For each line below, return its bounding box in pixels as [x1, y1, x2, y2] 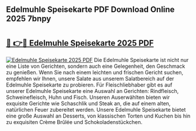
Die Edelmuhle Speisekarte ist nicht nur [94, 57, 189, 63]
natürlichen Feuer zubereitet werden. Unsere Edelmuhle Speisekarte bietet [6, 106, 186, 113]
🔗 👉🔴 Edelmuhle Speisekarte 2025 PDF [6, 38, 154, 48]
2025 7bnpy [6, 14, 51, 24]
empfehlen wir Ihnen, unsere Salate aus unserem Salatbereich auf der [6, 75, 174, 82]
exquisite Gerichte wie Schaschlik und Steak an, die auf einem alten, [6, 100, 171, 107]
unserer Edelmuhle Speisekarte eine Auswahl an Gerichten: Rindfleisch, [6, 88, 179, 94]
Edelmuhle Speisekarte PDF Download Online [6, 5, 175, 15]
